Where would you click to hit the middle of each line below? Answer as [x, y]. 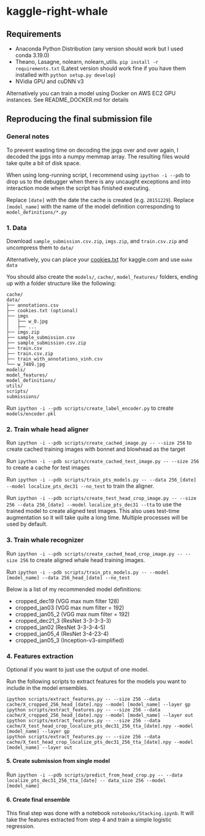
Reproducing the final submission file [79, 119]
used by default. [27, 524]
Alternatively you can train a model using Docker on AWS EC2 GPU [91, 93]
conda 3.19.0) [32, 55]
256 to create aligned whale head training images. [83, 560]
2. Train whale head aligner [48, 429]
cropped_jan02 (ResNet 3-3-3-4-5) [60, 627]
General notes [28, 136]
